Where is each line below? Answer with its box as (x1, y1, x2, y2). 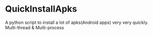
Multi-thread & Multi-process (5, 24, 64, 30)
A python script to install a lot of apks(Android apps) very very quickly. (5, 19, 149, 25)
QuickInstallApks (5, 3, 77, 15)
